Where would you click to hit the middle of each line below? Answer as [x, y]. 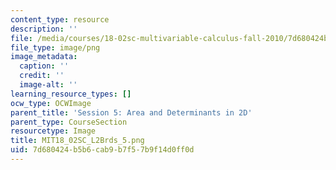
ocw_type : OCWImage [51, 103]
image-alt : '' [48, 85]
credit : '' [42, 76]
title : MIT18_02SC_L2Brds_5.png [77, 141]
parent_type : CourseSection [69, 122]
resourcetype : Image [53, 131]
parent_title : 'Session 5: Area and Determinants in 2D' [131, 112]
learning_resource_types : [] [71, 94]
